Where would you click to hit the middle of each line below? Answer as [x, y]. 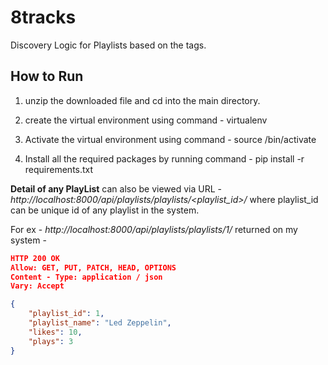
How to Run [47, 76]
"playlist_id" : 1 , [66, 314]
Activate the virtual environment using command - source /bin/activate [170, 139]
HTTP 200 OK [35, 258]
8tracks [43, 17]
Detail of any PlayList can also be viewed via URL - [116, 188]
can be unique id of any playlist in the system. [105, 210]
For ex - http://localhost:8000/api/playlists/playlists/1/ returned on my [154, 229]
